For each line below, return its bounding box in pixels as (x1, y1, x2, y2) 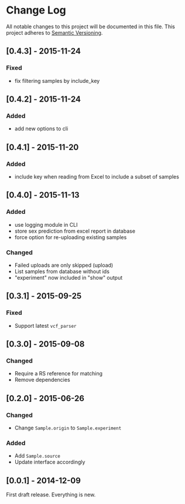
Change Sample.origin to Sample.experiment (14, 424, 122, 432)
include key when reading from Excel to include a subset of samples (14, 173, 180, 180)
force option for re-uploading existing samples (14, 233, 127, 241)
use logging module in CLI (14, 221, 78, 228)
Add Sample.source (14, 452, 60, 459)
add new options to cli (14, 125, 68, 132)
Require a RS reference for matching (14, 370, 103, 377)
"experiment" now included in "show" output (14, 274, 123, 281)
